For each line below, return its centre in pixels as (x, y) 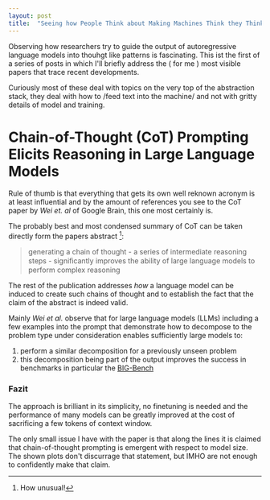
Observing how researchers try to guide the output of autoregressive (123, 46)
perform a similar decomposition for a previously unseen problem (128, 351)
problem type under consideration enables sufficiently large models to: (126, 336)
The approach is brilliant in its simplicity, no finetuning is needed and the (128, 407)
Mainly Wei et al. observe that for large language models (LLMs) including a (133, 318)
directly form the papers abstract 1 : (66, 236)
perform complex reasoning (74, 270)
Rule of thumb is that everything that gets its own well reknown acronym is (132, 193)
